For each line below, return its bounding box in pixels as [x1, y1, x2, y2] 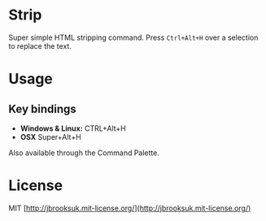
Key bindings [8, 102, 77, 115]
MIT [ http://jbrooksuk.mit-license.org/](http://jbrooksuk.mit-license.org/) [8, 203, 251, 213]
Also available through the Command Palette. [8, 148, 160, 158]
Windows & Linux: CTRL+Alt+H [20, 123, 126, 133]
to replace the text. [8, 41, 72, 50]
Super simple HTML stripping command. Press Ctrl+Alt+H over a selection [8, 32, 259, 42]
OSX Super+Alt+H [20, 132, 81, 141]
